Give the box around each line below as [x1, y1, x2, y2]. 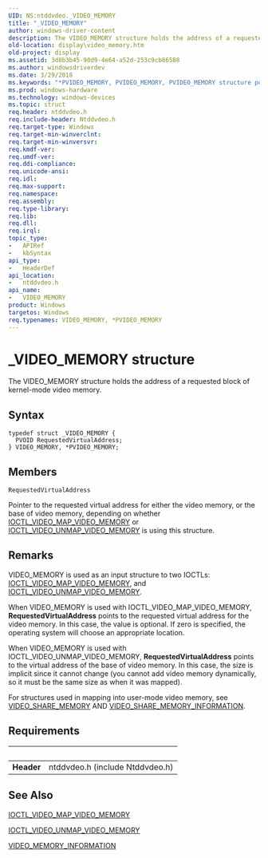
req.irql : [8, 227, 41, 235]
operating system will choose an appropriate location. [8, 627, 185, 637]
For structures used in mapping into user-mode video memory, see [8, 692, 229, 702]
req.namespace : [8, 189, 59, 198]
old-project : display [8, 49, 81, 57]
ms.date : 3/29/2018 [8, 71, 73, 79]
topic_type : [8, 235, 48, 243]
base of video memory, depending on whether [8, 508, 161, 519]
